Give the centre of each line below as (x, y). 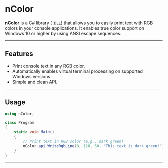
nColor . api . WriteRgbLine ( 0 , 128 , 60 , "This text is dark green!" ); (95, 146)
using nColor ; (20, 114)
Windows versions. (32, 76)
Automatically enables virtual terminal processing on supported (78, 71)
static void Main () (34, 132)
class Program (20, 123)
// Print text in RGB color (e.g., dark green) (73, 141)
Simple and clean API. (35, 82)
